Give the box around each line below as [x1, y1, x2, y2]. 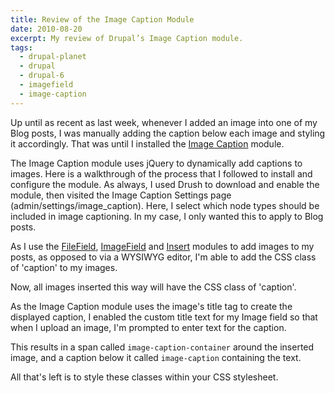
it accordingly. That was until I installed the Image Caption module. [10, 137, 285, 150]
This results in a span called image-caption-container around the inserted [10, 341, 315, 353]
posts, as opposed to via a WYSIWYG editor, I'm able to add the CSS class [10, 251, 317, 263]
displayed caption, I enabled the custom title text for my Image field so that [10, 311, 318, 323]
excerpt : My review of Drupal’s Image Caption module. [10, 33, 244, 43]
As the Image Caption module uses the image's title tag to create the [10, 300, 293, 312]
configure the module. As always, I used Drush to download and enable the [10, 178, 320, 190]
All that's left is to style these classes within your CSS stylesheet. [10, 371, 279, 383]
